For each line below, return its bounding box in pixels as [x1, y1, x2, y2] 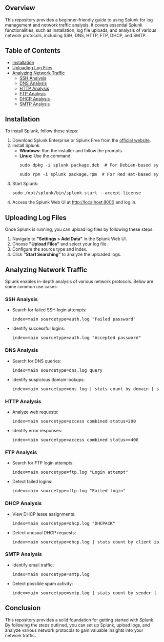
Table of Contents [5, 46, 61, 55]
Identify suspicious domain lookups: [12, 377, 85, 382]
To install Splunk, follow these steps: [5, 128, 79, 134]
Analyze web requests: [12, 409, 59, 415]
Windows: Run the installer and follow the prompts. [19, 148, 123, 154]
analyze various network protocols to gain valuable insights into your [5, 627, 143, 633]
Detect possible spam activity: [12, 581, 73, 586]
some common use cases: [5, 284, 58, 290]
